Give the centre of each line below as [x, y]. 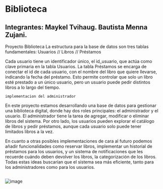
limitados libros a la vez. [30, 132]
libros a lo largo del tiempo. [33, 87]
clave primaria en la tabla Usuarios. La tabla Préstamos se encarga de [76, 67]
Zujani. [16, 35]
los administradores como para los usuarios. [50, 167]
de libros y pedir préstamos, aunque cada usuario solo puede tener [73, 126]
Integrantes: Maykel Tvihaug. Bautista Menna [76, 27]
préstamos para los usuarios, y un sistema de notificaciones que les [74, 151]
